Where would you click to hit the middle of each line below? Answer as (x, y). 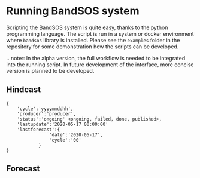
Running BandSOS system (73, 11)
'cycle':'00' (65, 140)
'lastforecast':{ (39, 130)
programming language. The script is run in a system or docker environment (100, 33)
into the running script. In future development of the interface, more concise (100, 65)
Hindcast (23, 90)
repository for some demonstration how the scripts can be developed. (93, 47)
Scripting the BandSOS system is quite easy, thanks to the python (87, 27)
